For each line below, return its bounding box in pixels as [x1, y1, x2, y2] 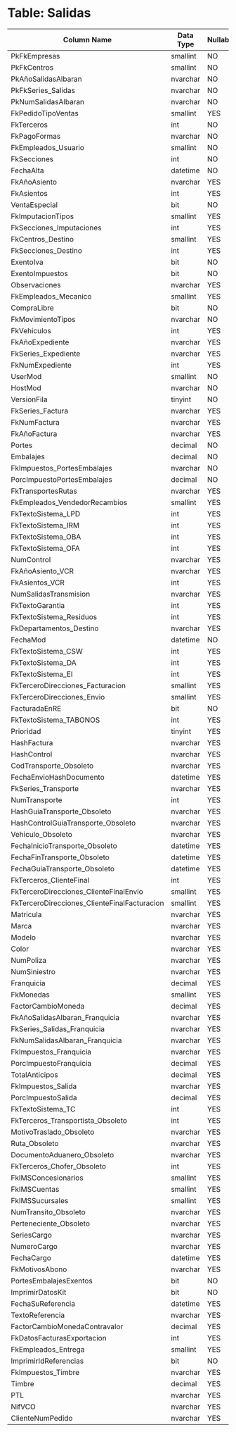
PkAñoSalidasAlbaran [11, 74, 82, 84]
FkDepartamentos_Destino [11, 623, 99, 633]
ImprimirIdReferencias [11, 1356, 84, 1366]
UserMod [11, 371, 42, 381]
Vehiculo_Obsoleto [11, 829, 72, 839]
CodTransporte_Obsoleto [11, 761, 94, 771]
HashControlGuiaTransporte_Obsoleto [11, 818, 136, 828]
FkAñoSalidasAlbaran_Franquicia [11, 1012, 120, 1022]
